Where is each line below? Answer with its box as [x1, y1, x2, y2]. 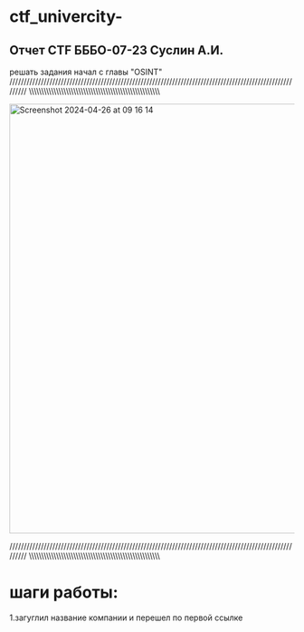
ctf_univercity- [9, 6, 123, 27]
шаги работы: [9, 582, 119, 603]
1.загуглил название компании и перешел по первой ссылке [9, 612, 243, 623]
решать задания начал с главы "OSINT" [9, 66, 163, 77]
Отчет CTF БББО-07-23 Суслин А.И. [9, 43, 224, 58]
